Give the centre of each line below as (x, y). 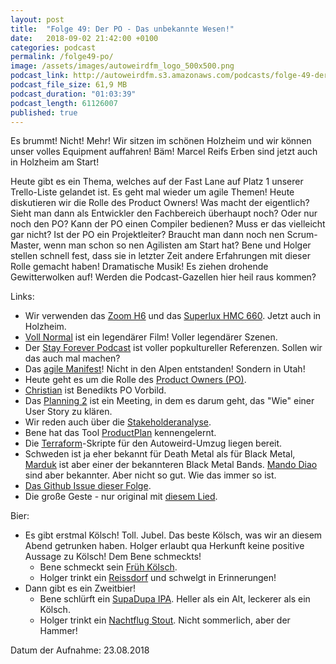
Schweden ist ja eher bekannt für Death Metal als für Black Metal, (160, 454)
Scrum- (302, 235)
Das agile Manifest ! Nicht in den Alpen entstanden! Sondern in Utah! (165, 369)
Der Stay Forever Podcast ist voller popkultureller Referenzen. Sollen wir (173, 348)
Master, (26, 245)
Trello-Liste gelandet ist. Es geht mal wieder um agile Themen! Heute (152, 192)
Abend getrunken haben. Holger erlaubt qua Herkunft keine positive (164, 546)
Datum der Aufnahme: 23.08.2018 (80, 650)
